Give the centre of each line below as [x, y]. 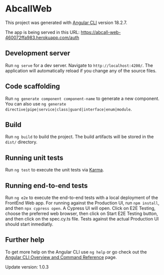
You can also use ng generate [36, 103]
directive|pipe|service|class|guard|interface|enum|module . [68, 109]
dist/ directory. [21, 142]
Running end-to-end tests [46, 185]
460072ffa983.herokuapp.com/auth [42, 37]
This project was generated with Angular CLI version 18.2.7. [66, 22]
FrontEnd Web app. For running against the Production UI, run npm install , [82, 203]
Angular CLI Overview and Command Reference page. [61, 257]
